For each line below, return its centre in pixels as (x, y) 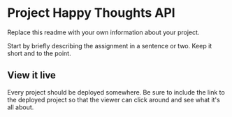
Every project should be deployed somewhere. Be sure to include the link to (116, 92)
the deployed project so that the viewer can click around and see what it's (114, 99)
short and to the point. (39, 53)
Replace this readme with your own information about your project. (103, 32)
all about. (21, 107)
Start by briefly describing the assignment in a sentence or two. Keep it (110, 46)
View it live (31, 75)
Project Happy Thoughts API (92, 13)
